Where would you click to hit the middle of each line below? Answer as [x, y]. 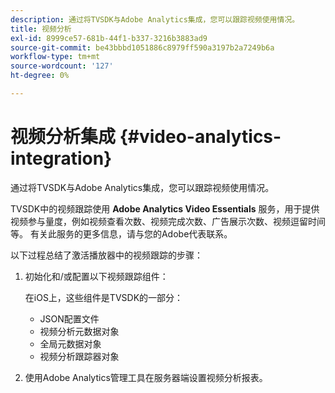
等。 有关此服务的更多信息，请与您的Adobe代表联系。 [121, 233]
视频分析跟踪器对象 [79, 356]
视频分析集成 [63, 137]
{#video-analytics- [200, 137]
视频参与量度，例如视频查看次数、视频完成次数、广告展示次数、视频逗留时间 [168, 221]
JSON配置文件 [69, 318]
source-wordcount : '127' [62, 66]
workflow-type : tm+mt [55, 57]
